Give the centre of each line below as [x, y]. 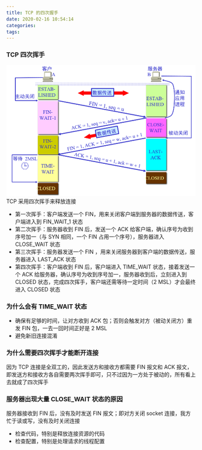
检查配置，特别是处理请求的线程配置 [60, 441]
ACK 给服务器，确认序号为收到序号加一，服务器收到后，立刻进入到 [105, 274]
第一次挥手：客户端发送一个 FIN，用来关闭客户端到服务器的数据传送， [102, 214]
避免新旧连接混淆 [36, 336]
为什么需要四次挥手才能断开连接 [53, 352]
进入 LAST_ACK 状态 [51, 259]
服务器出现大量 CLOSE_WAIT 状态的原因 [65, 399]
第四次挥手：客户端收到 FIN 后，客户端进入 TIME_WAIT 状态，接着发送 [102, 267]
